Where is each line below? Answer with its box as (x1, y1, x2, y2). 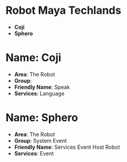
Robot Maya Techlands (5, 4, 122, 17)
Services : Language (14, 89, 65, 97)
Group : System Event (14, 137, 67, 144)
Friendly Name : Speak (14, 83, 70, 91)
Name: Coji (5, 51, 61, 65)
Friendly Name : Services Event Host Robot (14, 143, 120, 151)
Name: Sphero (5, 111, 78, 125)
